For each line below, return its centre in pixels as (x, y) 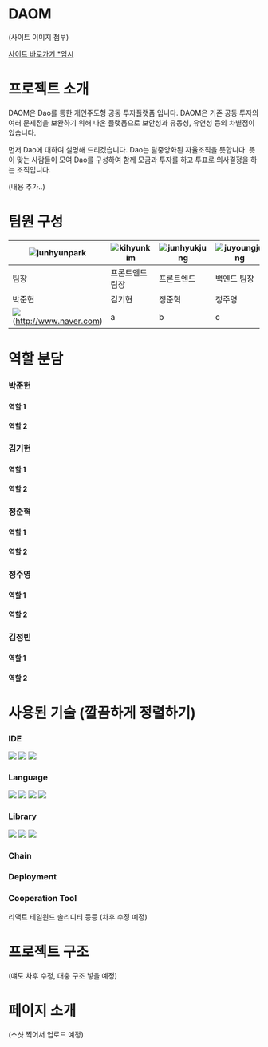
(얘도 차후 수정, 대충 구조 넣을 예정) (63, 975)
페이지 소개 (42, 1011)
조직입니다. (34, 169)
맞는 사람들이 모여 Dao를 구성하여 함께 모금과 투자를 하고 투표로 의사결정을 (132, 160)
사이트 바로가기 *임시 (41, 53)
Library (23, 816)
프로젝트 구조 (49, 952)
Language (28, 777)
